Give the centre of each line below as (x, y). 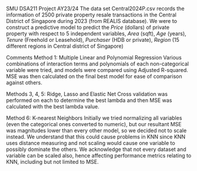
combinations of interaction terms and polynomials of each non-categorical (98, 64)
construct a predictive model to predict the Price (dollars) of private (88, 27)
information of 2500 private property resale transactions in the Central (91, 15)
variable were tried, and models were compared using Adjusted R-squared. (97, 70)
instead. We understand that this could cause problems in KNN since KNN (96, 137)
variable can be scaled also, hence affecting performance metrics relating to (99, 155)
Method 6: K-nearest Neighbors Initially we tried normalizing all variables (94, 118)
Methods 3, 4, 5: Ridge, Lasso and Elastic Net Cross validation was (87, 94)
